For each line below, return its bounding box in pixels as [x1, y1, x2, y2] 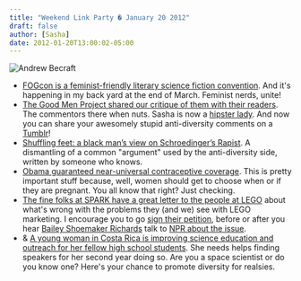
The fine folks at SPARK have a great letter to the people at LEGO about [21, 195, 287, 206]
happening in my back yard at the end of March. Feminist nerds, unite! [21, 90, 282, 101]
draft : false [9, 22, 58, 31]
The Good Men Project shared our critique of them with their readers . [21, 100, 279, 110]
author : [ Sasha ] [9, 30, 70, 39]
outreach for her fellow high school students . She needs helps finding [21, 242, 280, 253]
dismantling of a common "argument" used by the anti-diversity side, [21, 147, 278, 158]
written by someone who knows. [21, 156, 143, 167]
